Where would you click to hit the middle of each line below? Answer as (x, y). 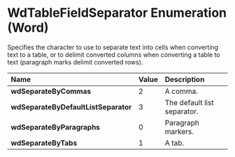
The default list (190, 102)
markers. (179, 131)
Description (185, 79)
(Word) (28, 28)
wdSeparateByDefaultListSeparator (71, 107)
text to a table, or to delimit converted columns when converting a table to (114, 55)
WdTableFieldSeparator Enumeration (117, 13)
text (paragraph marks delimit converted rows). (75, 62)
